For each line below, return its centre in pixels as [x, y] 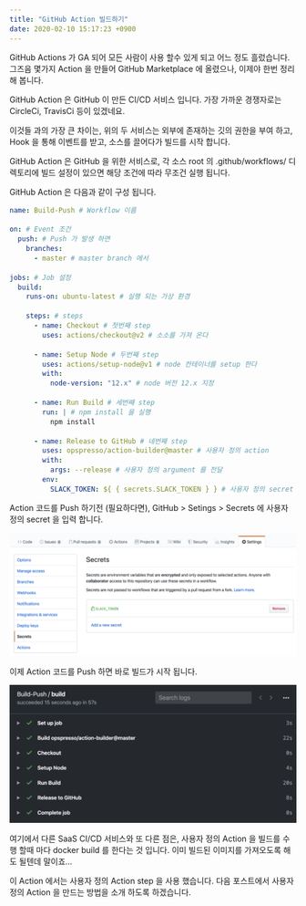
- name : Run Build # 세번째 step [94, 402]
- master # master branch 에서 [91, 258]
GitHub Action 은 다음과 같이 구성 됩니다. [83, 192]
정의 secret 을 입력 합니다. [56, 519]
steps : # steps [55, 316]
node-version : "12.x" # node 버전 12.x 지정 [132, 383]
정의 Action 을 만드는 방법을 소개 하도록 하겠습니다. [100, 892]
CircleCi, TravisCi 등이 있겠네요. [67, 110]
